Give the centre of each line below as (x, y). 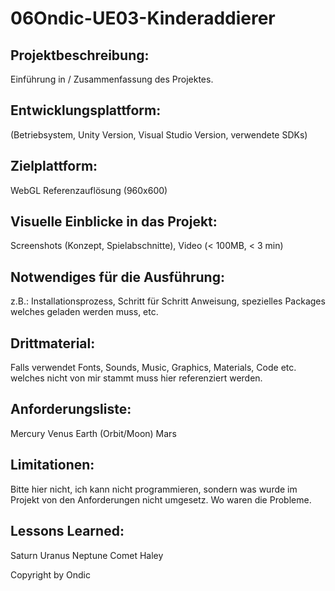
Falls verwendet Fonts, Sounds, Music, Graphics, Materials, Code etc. (153, 368)
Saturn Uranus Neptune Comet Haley (87, 555)
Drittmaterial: (53, 343)
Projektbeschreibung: (80, 55)
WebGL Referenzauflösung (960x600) (89, 190)
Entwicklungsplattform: (86, 110)
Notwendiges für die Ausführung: (117, 277)
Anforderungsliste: (71, 409)
